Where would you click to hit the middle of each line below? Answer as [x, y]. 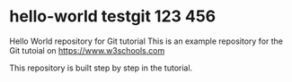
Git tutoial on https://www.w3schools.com [87, 50]
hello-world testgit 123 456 [113, 16]
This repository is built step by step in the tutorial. [101, 68]
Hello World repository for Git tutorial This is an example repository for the [146, 41]
